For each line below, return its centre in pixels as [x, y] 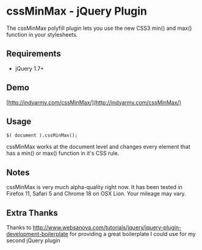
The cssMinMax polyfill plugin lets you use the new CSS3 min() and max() [99, 28]
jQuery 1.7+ [30, 68]
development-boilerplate [37, 234]
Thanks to [19, 227]
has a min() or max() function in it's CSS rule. [63, 153]
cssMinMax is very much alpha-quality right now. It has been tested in [95, 187]
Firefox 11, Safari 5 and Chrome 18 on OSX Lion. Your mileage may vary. [96, 194]
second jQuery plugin [34, 240]
